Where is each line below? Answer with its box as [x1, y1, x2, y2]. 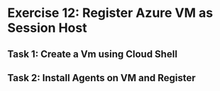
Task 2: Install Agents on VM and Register [7, 72, 197, 84]
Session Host [7, 20, 87, 36]
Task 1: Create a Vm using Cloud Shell [7, 48, 177, 60]
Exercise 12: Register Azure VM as [7, 5, 214, 21]
